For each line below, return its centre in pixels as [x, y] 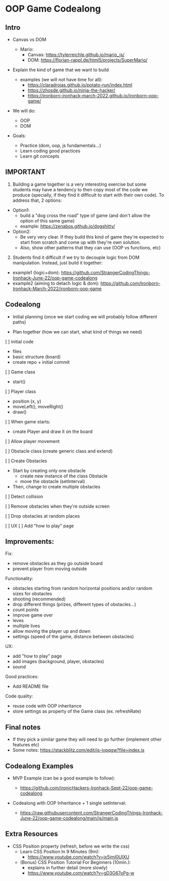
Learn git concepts [40, 156]
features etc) [26, 745]
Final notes [23, 727]
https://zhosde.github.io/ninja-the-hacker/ [71, 90]
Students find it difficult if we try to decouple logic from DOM [76, 257]
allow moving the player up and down [51, 631]
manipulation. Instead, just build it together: [58, 262]
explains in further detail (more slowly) [68, 867]
